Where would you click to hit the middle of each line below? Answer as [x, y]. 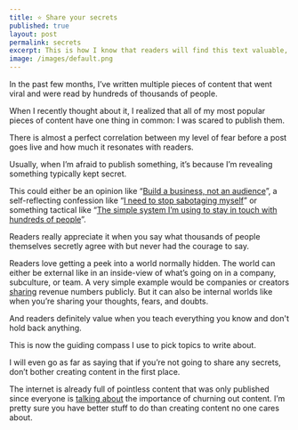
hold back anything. [45, 328]
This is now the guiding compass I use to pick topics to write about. [133, 345]
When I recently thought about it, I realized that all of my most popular [137, 111]
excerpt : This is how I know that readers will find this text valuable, [149, 51]
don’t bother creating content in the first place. [95, 372]
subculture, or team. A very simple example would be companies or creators [149, 282]
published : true [39, 26]
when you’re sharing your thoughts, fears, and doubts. [109, 301]
